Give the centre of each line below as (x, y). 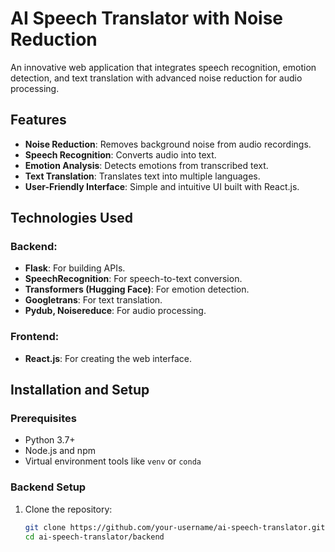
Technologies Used (71, 218)
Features (38, 120)
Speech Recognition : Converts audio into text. (120, 154)
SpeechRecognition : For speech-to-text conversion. (133, 279)
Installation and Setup (80, 390)
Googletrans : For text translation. (93, 300)
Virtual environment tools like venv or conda (113, 461)
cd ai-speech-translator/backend (94, 537)
